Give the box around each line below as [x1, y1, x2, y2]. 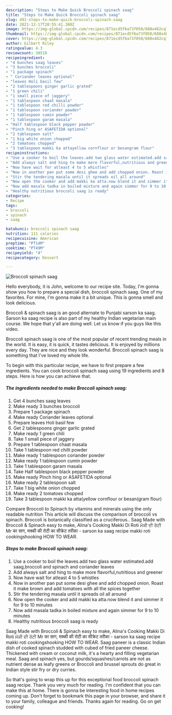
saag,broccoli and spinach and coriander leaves [13, 564, 114, 570]
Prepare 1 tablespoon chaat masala [13, 441, 87, 447]
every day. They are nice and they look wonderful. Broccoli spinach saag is [6, 347, 164, 353]
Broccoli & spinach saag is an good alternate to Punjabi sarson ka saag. [6, 310, 156, 316]
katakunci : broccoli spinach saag [6, 227, 80, 232]
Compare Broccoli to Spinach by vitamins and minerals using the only [6, 506, 152, 512]
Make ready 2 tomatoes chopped [13, 491, 83, 497]
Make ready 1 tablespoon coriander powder [13, 452, 105, 459]
